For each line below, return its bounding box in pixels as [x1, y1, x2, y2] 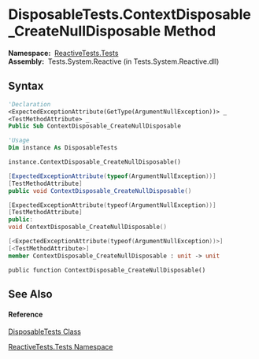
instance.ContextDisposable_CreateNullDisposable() [8, 158, 181, 166]
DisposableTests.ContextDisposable [8, 6, 252, 24]
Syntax [8, 80, 44, 93]
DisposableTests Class [8, 327, 81, 336]
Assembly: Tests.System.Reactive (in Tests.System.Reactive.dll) [8, 57, 220, 66]
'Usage [8, 136, 30, 145]
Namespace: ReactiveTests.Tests [8, 48, 119, 57]
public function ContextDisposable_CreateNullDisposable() [8, 266, 206, 274]
